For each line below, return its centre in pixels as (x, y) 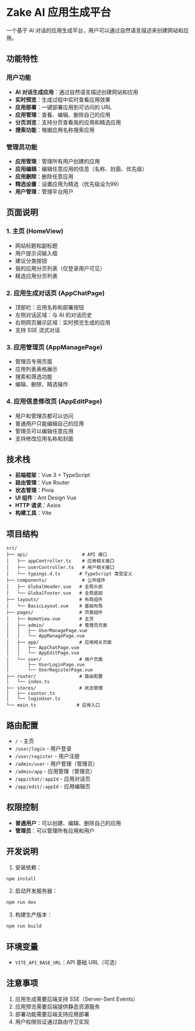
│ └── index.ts (28, 682)
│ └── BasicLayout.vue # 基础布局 (55, 606)
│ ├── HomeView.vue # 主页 (50, 619)
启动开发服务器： (36, 891)
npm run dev (21, 903)
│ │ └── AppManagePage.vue (46, 636)
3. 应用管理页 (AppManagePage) (54, 347)
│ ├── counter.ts (31, 694)
